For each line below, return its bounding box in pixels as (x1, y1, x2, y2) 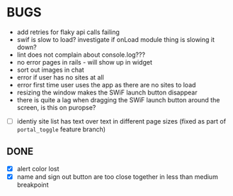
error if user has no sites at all (16, 72, 104, 82)
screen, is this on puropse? (16, 103, 96, 111)
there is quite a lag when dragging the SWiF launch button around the (16, 95, 220, 104)
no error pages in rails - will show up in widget (16, 58, 153, 66)
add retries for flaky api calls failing (16, 28, 120, 36)
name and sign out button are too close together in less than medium (16, 172, 219, 181)
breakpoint (16, 180, 49, 189)
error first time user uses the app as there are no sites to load (16, 80, 196, 89)
